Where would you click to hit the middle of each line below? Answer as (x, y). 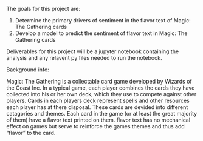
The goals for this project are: (43, 9)
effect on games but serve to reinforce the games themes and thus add (96, 126)
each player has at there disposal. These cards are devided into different (97, 107)
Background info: (28, 70)
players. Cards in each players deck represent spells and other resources (98, 100)
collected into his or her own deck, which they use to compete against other (101, 94)
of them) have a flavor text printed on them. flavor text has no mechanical (98, 120)
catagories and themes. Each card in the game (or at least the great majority (102, 113)
